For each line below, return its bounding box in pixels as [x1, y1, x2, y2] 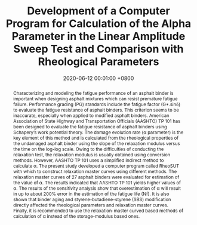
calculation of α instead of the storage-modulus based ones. [13, 213, 140, 219]
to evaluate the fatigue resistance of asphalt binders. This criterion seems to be [13, 106, 179, 113]
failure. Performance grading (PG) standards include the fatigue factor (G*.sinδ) [13, 101, 181, 107]
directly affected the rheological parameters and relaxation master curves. [13, 202, 168, 208]
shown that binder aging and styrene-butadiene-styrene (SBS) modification [13, 196, 171, 202]
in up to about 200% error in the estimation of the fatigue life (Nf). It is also [13, 190, 170, 197]
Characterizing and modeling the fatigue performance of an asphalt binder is [13, 90, 174, 96]
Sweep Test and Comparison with [13, 42, 184, 56]
